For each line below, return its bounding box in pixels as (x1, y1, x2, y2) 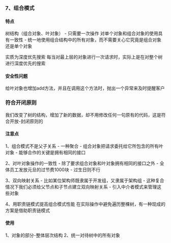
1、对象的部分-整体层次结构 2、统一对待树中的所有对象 (5, 232, 121, 238)
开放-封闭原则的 (9, 118, 43, 124)
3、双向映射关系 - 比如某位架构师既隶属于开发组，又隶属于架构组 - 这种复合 (5, 177, 164, 183)
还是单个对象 (5, 43, 32, 49)
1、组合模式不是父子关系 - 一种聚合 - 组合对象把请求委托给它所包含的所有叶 (5, 143, 164, 149)
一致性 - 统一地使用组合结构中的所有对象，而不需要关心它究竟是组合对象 (9, 37, 162, 43)
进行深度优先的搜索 (5, 60, 46, 67)
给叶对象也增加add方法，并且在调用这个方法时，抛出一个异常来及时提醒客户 (5, 85, 165, 91)
